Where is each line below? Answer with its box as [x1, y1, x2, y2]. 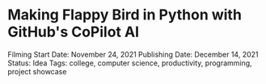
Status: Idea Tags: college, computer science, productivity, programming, [7, 58, 252, 68]
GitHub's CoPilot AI [7, 23, 139, 41]
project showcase [7, 66, 67, 76]
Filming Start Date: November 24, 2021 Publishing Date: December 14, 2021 [7, 49, 260, 59]
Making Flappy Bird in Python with [7, 6, 242, 24]
